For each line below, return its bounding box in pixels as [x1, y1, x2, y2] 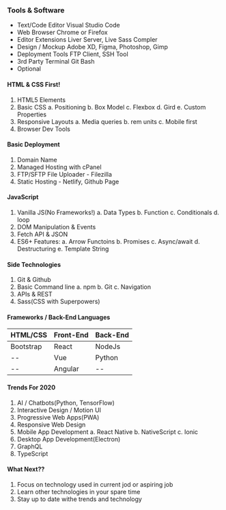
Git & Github [16, 276, 51, 284]
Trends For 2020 [7, 383, 56, 392]
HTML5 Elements [16, 95, 66, 104]
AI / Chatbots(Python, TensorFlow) [16, 398, 115, 407]
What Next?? [7, 465, 45, 474]
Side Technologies [7, 260, 61, 268]
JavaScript [7, 193, 39, 201]
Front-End [53, 331, 89, 340]
